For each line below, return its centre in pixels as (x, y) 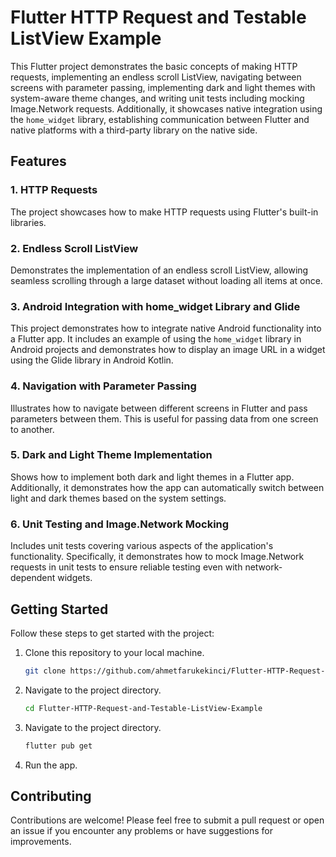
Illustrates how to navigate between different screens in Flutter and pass (159, 408)
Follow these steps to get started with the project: (112, 633)
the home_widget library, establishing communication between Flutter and (160, 119)
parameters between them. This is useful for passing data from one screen (164, 418)
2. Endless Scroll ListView (74, 248)
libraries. (28, 222)
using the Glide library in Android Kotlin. (92, 360)
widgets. (75, 578)
